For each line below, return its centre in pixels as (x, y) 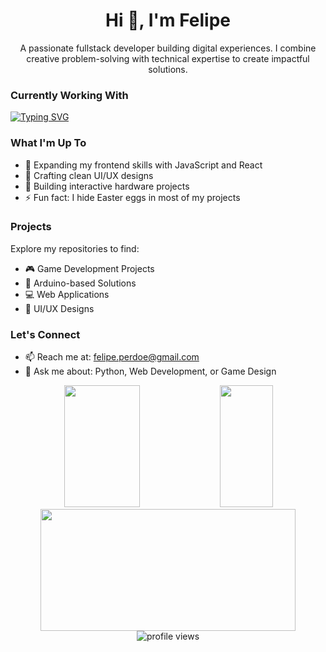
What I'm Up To (48, 143)
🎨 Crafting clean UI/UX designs (89, 175)
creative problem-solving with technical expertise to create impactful (168, 58)
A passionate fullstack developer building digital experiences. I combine (168, 48)
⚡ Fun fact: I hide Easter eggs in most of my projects (132, 197)
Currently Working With (69, 95)
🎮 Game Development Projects (89, 268)
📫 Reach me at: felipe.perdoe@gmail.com (112, 357)
